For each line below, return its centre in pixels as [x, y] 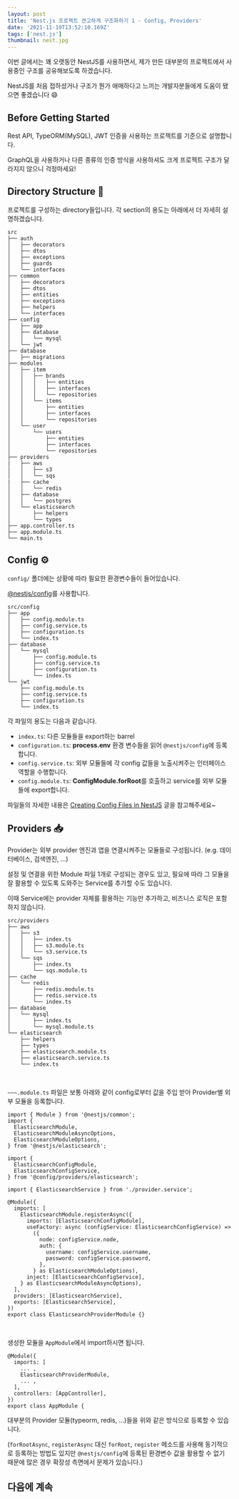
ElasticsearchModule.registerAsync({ [76, 1215]
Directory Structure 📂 [56, 192]
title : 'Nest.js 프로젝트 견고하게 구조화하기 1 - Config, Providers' [105, 21]
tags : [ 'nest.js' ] [35, 34]
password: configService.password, [98, 1258]
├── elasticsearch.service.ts [65, 1058]
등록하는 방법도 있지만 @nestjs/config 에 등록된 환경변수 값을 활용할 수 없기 [120, 1453]
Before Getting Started [59, 117]
